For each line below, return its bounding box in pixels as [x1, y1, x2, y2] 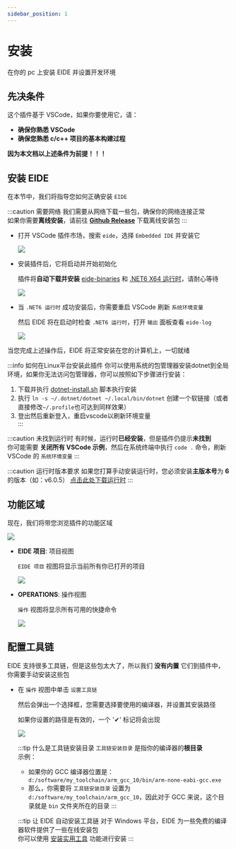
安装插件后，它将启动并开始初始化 [17, 260, 117, 268]
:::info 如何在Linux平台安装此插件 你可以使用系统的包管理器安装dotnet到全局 [7, 362, 229, 370]
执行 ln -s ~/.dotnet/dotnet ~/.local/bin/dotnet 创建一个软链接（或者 [17, 394, 229, 403]
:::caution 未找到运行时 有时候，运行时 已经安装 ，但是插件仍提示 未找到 [7, 434, 211, 443]
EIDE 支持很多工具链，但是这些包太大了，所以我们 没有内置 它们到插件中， [7, 661, 225, 669]
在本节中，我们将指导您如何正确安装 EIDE [7, 192, 127, 201]
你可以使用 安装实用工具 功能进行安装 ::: [17, 834, 134, 843]
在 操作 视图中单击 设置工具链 [17, 685, 98, 693]
